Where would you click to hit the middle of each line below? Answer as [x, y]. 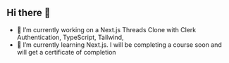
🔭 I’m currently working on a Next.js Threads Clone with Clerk [106, 29]
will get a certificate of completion [67, 52]
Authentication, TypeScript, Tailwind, [70, 37]
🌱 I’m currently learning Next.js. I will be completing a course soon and [119, 44]
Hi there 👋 [29, 13]
